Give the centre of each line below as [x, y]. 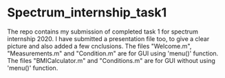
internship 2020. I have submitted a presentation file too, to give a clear [108, 38]
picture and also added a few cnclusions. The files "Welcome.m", [99, 46]
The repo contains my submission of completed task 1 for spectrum [103, 31]
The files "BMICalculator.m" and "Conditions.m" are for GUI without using [111, 60]
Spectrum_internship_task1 [87, 13]
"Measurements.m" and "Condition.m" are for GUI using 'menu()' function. [113, 53]
